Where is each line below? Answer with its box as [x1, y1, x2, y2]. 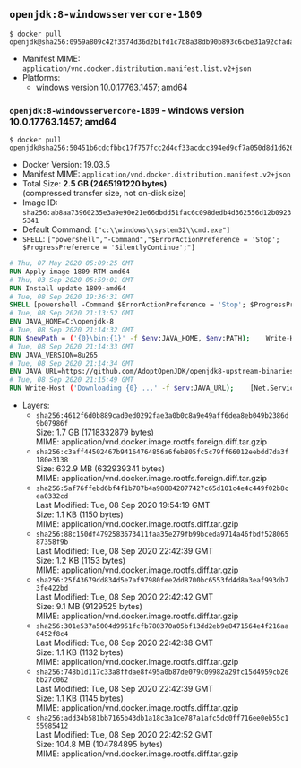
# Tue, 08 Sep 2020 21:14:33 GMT [9, 341, 134, 351]
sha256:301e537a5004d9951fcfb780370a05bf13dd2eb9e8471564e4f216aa [35, 622, 289, 631]
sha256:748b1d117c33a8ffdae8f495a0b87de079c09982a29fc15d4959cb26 [35, 668, 289, 677]
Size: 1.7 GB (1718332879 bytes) [35, 427, 155, 438]
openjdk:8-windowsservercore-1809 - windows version [9, 104, 245, 116]
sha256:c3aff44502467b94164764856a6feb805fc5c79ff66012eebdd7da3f [35, 448, 289, 457]
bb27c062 [35, 676, 69, 685]
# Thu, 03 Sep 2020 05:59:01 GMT [9, 275, 134, 284]
